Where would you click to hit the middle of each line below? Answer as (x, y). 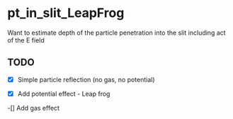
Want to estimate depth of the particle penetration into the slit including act (116, 33)
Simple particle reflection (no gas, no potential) (86, 79)
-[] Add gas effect (34, 108)
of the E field (26, 40)
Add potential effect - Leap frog (64, 93)
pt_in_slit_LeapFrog (66, 13)
